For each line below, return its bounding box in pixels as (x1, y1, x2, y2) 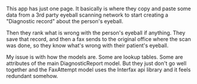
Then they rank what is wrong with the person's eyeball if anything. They (6, 29, 186, 36)
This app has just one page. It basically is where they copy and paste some (6, 5, 191, 12)
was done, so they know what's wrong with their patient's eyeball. (6, 42, 169, 49)
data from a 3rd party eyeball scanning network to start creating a (6, 11, 168, 18)
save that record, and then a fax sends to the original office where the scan (6, 36, 191, 42)
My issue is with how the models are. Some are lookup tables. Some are (6, 54, 183, 60)
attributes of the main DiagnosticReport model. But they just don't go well (6, 60, 187, 67)
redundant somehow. (6, 73, 59, 79)
